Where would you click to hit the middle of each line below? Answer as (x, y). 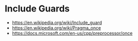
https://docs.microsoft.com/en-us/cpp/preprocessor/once (72, 33)
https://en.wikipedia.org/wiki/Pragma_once (56, 27)
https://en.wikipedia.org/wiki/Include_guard (57, 22)
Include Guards (37, 9)
